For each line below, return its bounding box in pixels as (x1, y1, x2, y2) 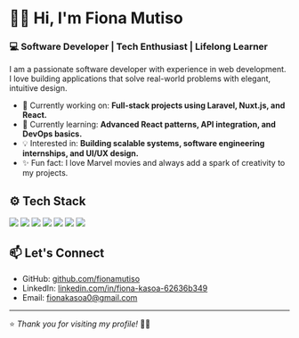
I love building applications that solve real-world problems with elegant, (9, 73, 271, 84)
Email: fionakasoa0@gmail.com (21, 293, 138, 303)
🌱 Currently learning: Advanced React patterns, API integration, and (21, 120, 276, 130)
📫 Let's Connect (9, 245, 105, 260)
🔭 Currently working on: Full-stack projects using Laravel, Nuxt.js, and (21, 100, 286, 111)
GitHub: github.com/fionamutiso (21, 274, 141, 284)
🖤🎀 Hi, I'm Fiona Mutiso (9, 8, 184, 29)
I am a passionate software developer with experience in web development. (9, 64, 287, 75)
